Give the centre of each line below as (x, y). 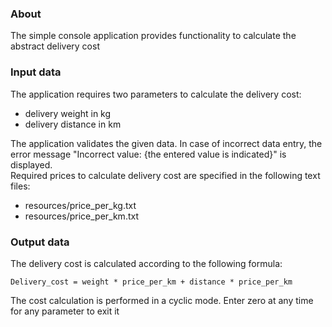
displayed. (31, 164)
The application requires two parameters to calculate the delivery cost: (156, 94)
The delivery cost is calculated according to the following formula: (146, 263)
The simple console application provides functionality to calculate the (153, 36)
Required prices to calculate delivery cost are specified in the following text (165, 175)
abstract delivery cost (55, 46)
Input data (36, 72)
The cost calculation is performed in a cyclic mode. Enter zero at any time (162, 300)
